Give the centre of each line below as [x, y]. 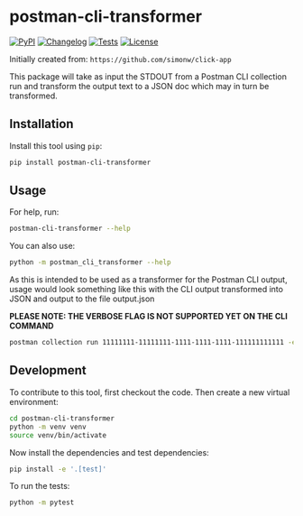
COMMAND [32, 326]
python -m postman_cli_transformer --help [90, 263]
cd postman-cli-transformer [62, 418]
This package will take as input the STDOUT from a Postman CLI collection [148, 76]
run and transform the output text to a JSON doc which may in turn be [139, 86]
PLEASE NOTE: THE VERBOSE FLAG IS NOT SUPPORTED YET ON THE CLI [149, 317]
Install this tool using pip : [56, 145]
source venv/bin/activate [58, 435]
